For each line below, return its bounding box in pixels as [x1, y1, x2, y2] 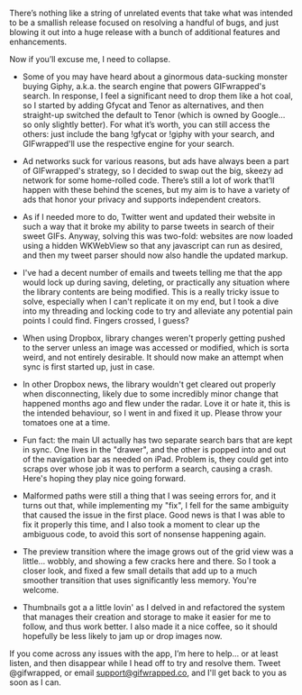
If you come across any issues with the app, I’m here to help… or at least [9, 648, 279, 659]
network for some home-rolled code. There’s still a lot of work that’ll [22, 175, 275, 186]
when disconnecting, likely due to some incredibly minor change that [22, 389, 279, 399]
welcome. [22, 585, 59, 595]
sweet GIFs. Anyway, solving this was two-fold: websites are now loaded [22, 231, 293, 242]
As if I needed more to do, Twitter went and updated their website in [22, 212, 276, 222]
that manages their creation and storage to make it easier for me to [22, 612, 271, 622]
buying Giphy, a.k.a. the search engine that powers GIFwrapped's [22, 81, 266, 91]
